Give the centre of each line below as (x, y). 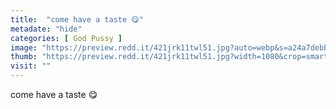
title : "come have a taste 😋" (77, 19)
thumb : (24, 57)
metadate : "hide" (46, 29)
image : (24, 47)
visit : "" (31, 66)
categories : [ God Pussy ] (66, 38)
